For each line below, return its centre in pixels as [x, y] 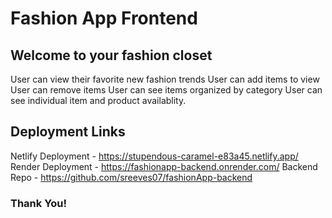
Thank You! [39, 203]
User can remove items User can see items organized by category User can [166, 90]
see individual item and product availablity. [98, 100]
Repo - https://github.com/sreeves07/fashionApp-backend [131, 177]
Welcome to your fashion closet [111, 55]
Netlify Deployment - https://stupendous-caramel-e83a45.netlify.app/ [154, 156]
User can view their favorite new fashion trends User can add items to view [165, 79]
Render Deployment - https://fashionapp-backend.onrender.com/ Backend [164, 166]
